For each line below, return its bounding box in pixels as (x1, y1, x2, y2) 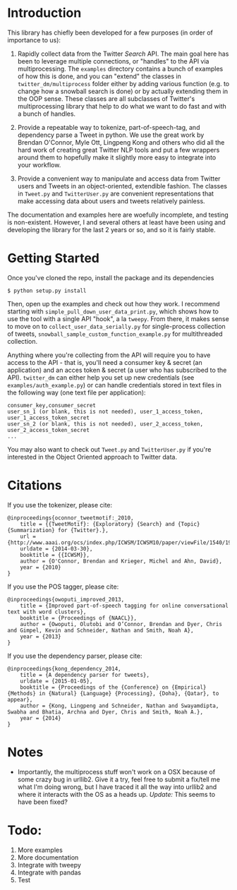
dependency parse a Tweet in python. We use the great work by (17, 131, 205, 139)
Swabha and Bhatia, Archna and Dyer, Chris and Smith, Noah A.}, (7, 708, 203, 716)
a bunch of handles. (17, 109, 76, 118)
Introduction (7, 5, 82, 21)
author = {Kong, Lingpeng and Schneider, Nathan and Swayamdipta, (20, 702, 219, 709)
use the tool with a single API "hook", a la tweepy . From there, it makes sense (7, 314, 229, 323)
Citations (7, 478, 62, 493)
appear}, (7, 696, 33, 703)
